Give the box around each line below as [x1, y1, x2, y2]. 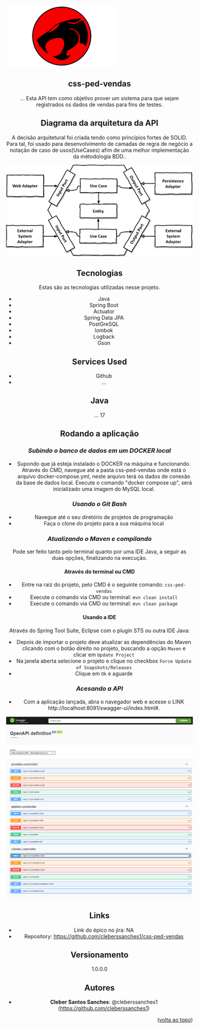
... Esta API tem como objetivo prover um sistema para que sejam [20, 94, 179, 101]
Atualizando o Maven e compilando [47, 534, 152, 543]
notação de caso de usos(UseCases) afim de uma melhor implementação [9, 146, 190, 154]
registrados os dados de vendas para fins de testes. [36, 101, 163, 108]
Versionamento [70, 950, 129, 960]
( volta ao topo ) [156, 1017, 193, 1024]
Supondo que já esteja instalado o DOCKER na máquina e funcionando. [17, 460, 191, 467]
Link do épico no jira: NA [73, 926, 134, 934]
